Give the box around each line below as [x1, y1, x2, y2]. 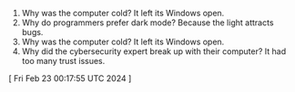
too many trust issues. [21, 56, 106, 66]
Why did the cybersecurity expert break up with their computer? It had [21, 46, 287, 57]
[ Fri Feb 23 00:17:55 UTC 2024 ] [8, 73, 132, 84]
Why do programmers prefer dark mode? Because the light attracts [21, 17, 274, 28]
